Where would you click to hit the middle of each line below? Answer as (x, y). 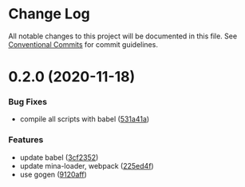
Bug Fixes (28, 102)
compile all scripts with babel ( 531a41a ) (85, 119)
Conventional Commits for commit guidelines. (83, 44)
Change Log (49, 14)
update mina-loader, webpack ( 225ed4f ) (87, 165)
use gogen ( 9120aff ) (53, 174)
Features (26, 140)
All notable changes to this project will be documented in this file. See (123, 36)
